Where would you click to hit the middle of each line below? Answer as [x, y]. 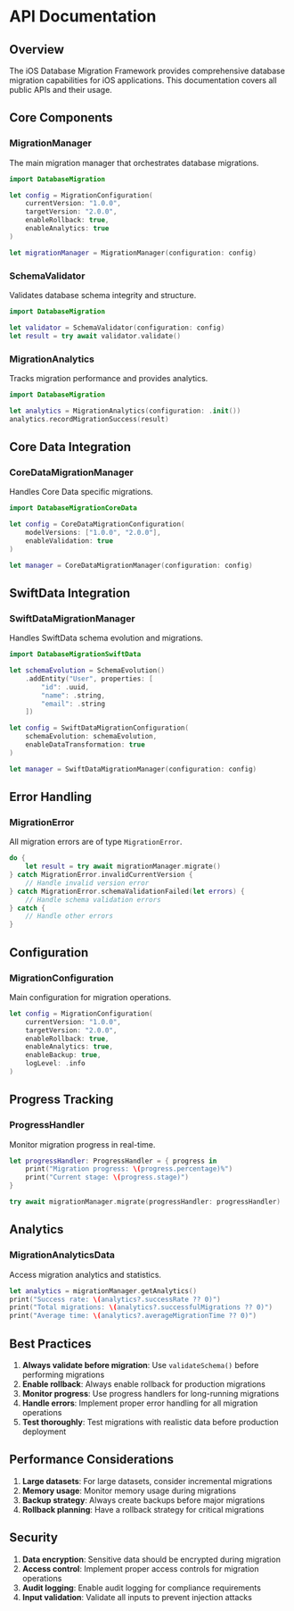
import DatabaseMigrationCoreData [73, 508]
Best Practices [50, 1344]
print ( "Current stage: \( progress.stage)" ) [107, 1177]
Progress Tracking [61, 1100]
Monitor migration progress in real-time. [82, 1144]
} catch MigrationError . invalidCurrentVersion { [101, 875]
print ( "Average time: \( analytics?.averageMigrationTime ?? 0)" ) [133, 1316]
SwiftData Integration [70, 593]
